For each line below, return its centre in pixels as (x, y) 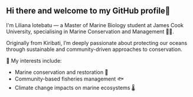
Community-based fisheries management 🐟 (69, 79)
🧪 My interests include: (34, 60)
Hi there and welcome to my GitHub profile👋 (88, 11)
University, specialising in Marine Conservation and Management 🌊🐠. (90, 31)
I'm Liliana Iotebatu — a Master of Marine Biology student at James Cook (95, 25)
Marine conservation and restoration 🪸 (61, 72)
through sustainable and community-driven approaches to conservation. (94, 49)
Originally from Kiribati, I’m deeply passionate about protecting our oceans (97, 43)
